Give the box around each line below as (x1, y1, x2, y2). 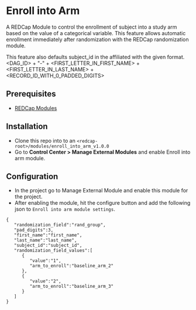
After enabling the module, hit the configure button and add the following (14, 199, 191, 206)
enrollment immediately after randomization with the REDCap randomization (6, 36, 189, 43)
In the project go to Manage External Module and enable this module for (14, 187, 188, 194)
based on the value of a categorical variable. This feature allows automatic (6, 29, 186, 36)
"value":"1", (29, 258, 61, 264)
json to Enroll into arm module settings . (14, 206, 115, 213)
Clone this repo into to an (14, 137, 76, 144)
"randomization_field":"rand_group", (13, 222, 106, 228)
